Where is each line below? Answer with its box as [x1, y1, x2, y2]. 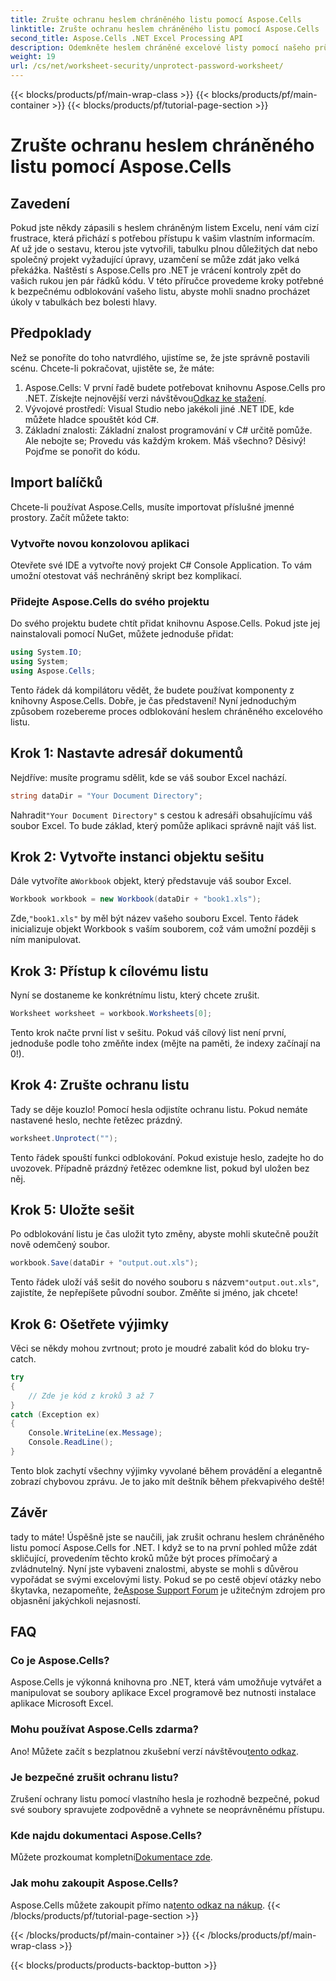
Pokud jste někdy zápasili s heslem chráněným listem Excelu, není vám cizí [10, 222, 319, 233]
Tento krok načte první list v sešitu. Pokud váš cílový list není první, [10, 1026, 287, 1038]
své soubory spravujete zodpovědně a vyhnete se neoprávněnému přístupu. [10, 1804, 325, 1816]
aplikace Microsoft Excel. [10, 1697, 114, 1710]
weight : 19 [10, 52, 56, 62]
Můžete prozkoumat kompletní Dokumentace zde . [10, 1851, 213, 1863]
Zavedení [10, 195, 71, 212]
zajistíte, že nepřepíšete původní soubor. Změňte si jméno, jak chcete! [10, 1287, 298, 1299]
